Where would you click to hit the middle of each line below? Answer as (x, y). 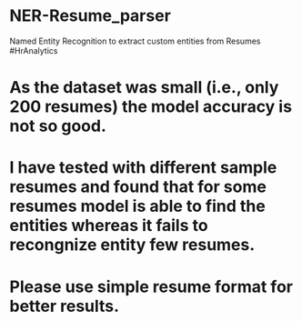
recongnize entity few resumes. (132, 245)
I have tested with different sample (143, 168)
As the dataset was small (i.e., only (144, 88)
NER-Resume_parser (90, 16)
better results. (65, 306)
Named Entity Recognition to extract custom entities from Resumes (135, 41)
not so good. (58, 126)
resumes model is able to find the (137, 206)
